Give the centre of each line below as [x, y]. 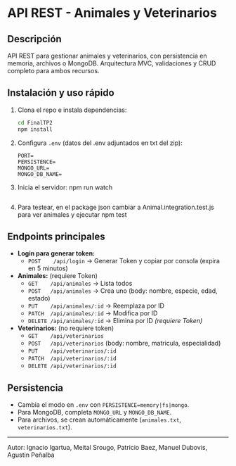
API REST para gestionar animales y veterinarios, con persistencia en [107, 56]
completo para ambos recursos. [53, 71]
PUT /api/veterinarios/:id [72, 351]
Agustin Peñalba [31, 455]
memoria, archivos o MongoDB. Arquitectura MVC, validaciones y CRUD [112, 63]
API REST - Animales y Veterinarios [112, 13]
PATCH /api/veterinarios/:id [72, 359]
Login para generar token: [56, 253]
